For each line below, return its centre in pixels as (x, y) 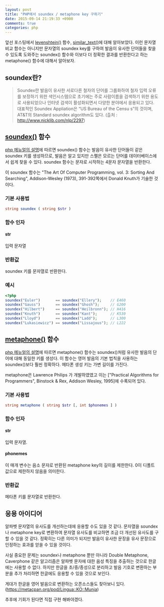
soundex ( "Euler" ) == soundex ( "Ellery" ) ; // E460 (65, 300)
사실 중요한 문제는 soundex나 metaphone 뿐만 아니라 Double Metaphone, (77, 555)
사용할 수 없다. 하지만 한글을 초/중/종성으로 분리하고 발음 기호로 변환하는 (83, 567)
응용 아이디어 (24, 514)
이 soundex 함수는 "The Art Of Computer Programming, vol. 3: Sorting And (80, 172)
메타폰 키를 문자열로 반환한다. (33, 497)
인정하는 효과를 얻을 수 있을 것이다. (38, 545)
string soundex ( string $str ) (38, 209)
